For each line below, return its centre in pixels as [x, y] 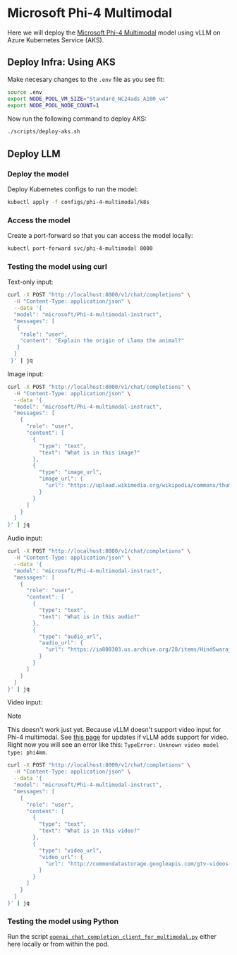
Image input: [25, 374]
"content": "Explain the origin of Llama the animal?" [102, 341]
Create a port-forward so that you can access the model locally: [100, 236]
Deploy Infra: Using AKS [61, 62]
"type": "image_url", [70, 472]
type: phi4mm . [27, 752]
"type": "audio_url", [70, 637]
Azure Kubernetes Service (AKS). [56, 40]
